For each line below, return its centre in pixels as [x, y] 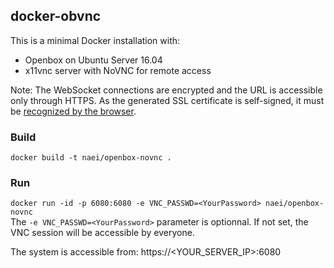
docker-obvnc [56, 16]
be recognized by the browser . [73, 111]
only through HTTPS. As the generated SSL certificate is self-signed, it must [167, 100]
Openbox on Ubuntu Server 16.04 [93, 60]
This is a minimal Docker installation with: [95, 40]
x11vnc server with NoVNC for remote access [118, 70]
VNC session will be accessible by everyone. [102, 233]
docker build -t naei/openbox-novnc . [91, 158]
